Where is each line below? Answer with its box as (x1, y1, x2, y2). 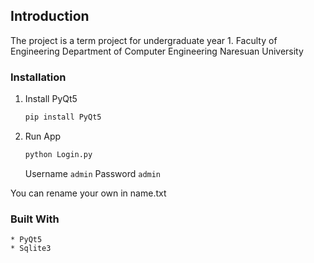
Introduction (10, 8, 90, 25)
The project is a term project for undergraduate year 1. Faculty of (10, 34, 278, 46)
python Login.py (24, 149, 93, 159)
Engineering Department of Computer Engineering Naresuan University (10, 45, 304, 57)
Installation (10, 70, 67, 84)
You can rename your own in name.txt (10, 187, 167, 199)
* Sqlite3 (10, 244, 52, 254)
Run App (24, 130, 62, 142)
